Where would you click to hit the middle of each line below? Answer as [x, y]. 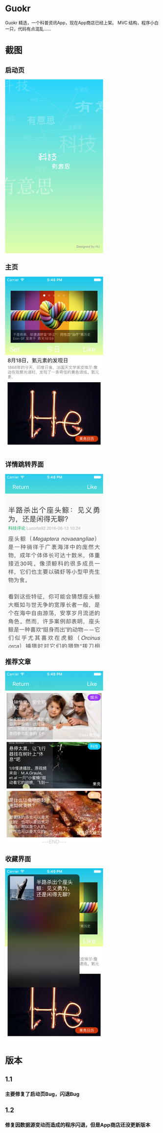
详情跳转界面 [24, 465]
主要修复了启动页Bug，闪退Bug [42, 1094]
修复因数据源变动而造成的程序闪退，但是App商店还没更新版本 [78, 1125]
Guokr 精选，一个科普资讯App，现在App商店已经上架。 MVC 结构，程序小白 [82, 23]
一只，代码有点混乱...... [28, 29]
